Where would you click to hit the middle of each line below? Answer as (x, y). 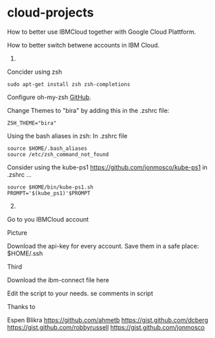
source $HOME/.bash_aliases (47, 148)
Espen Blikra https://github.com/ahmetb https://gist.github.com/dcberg (107, 320)
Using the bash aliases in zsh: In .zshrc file (67, 136)
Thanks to (21, 306)
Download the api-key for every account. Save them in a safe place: (103, 246)
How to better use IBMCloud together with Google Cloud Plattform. (102, 32)
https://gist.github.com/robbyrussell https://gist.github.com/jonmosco (106, 327)
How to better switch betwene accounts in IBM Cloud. (83, 45)
